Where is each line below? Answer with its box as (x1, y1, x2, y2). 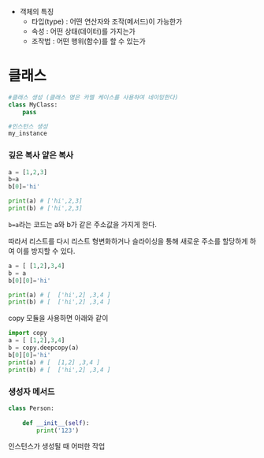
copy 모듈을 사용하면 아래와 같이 (8, 314, 109, 323)
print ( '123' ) (36, 426, 80, 434)
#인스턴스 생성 (8, 122, 48, 130)
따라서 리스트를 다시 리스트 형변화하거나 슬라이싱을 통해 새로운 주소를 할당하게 (8, 236, 248, 246)
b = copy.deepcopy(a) (8, 344, 80, 352)
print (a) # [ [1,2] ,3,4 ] (8, 358, 101, 367)
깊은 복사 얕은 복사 (8, 150, 74, 161)
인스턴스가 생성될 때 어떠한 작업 (8, 441, 106, 451)
